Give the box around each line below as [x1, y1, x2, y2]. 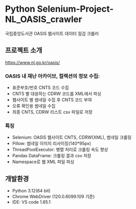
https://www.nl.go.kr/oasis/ [5, 60, 60, 65]
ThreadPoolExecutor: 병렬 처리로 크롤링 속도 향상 [12, 146, 109, 152]
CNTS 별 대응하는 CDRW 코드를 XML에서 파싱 [12, 91, 102, 97]
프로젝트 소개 [5, 46, 43, 55]
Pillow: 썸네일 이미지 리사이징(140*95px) [12, 141, 91, 146]
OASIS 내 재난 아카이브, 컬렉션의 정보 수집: [5, 72, 100, 79]
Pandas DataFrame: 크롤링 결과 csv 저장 [12, 153, 91, 159]
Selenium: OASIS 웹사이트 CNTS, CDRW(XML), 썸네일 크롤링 [12, 134, 132, 140]
